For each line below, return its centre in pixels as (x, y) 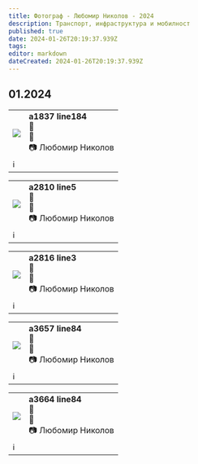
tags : (17, 46)
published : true (36, 31)
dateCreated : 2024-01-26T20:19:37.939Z (76, 62)
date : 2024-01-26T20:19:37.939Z (63, 39)
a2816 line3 (53, 257)
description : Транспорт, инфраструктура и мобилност (99, 24)
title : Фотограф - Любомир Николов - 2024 (81, 16)
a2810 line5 (53, 186)
